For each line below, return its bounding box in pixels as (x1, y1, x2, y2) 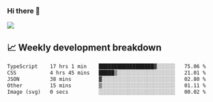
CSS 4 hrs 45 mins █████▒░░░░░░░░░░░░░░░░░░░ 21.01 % (7, 69, 206, 76)
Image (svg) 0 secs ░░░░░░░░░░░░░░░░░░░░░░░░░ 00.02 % (7, 88, 206, 95)
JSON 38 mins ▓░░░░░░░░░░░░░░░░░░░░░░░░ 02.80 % (7, 75, 206, 82)
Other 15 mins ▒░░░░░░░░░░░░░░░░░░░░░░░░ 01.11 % (7, 82, 206, 89)
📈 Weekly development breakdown (7, 41, 162, 53)
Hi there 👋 (7, 6, 41, 16)
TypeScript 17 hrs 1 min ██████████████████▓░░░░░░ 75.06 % (7, 63, 206, 70)
